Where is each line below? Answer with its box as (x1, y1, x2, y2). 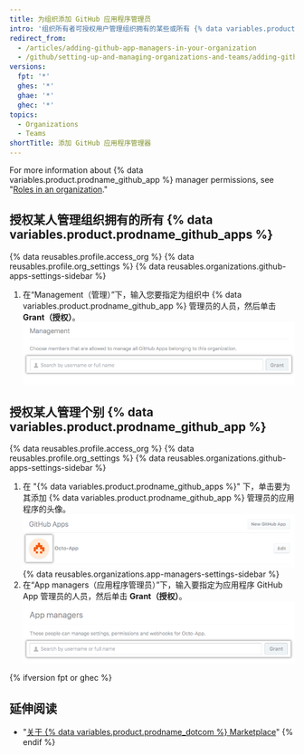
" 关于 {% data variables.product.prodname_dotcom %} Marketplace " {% (22, 727, 294, 738)
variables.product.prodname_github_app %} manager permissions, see (9, 175, 274, 185)
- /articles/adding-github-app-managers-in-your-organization (17, 43, 257, 53)
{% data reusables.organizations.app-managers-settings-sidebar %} (22, 569, 280, 579)
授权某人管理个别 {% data (9, 404, 154, 420)
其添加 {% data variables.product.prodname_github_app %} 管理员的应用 (22, 492, 295, 503)
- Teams (17, 129, 47, 139)
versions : (9, 62, 47, 72)
